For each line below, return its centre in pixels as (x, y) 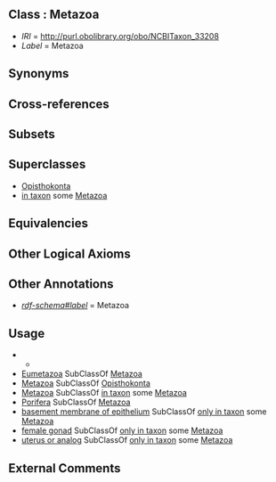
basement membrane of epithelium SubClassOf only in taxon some (144, 412)
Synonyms (39, 74)
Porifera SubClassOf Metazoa (76, 402)
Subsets (32, 134)
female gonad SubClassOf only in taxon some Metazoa (122, 430)
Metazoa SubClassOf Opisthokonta (85, 383)
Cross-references (59, 104)
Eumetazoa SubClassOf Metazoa (82, 374)
